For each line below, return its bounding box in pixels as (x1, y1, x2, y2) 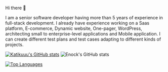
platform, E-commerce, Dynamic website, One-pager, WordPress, (5, 25, 143, 31)
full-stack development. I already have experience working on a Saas (5, 20, 150, 26)
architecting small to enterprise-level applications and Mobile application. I (5, 31, 161, 37)
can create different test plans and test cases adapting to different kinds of (5, 36, 161, 42)
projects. (5, 42, 24, 48)
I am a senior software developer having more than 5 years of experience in (5, 15, 163, 20)
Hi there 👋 (5, 5, 26, 11)
